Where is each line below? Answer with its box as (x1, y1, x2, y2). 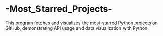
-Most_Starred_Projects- (5, 3, 112, 15)
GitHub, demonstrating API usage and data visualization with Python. (5, 25, 149, 31)
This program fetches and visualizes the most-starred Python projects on (5, 20, 158, 26)
